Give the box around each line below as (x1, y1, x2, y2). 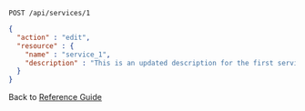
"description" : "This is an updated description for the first (25, 58, 274, 67)
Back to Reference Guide (8, 92, 102, 103)
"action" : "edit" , (16, 33, 91, 42)
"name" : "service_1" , (25, 50, 111, 59)
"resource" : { (16, 41, 75, 50)
